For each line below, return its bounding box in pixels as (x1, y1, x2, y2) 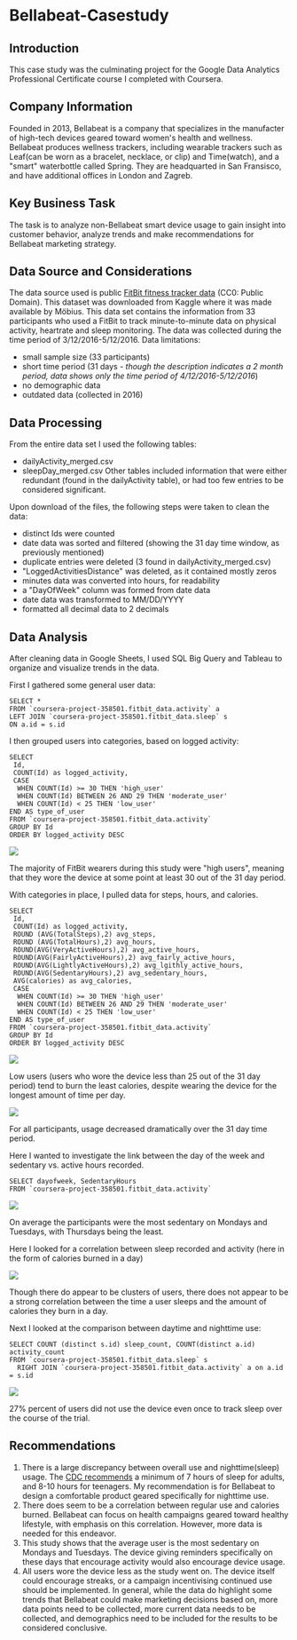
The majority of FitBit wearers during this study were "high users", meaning (9, 863, 285, 874)
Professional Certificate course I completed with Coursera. (9, 74, 223, 84)
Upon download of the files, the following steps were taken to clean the (9, 502, 270, 512)
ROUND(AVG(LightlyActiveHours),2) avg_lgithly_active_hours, (12, 961, 244, 971)
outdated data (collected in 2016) (21, 390, 144, 400)
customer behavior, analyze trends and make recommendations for (9, 228, 254, 240)
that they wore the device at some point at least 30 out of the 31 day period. (9, 872, 286, 883)
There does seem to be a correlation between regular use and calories (21, 1500, 280, 1510)
